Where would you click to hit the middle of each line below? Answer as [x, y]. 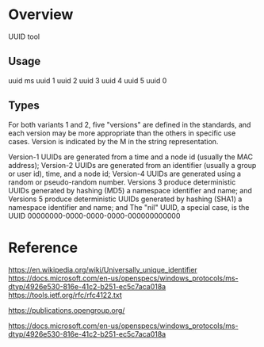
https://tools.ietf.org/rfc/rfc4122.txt [65, 295]
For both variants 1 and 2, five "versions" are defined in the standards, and [130, 124]
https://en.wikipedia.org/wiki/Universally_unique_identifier [103, 269]
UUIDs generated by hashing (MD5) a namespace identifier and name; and [130, 190]
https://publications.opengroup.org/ [67, 310]
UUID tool [24, 36]
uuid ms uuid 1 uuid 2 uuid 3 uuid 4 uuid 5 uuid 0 [88, 80]
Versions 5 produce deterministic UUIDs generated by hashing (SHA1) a [125, 199]
